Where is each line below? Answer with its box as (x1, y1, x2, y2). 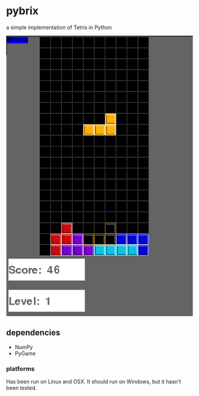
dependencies (6, 328, 60, 338)
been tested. (6, 384, 37, 391)
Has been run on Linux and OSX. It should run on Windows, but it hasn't (6, 378, 182, 385)
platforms (6, 365, 35, 373)
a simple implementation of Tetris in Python (6, 24, 112, 31)
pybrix (6, 4, 39, 18)
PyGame (14, 350, 36, 357)
